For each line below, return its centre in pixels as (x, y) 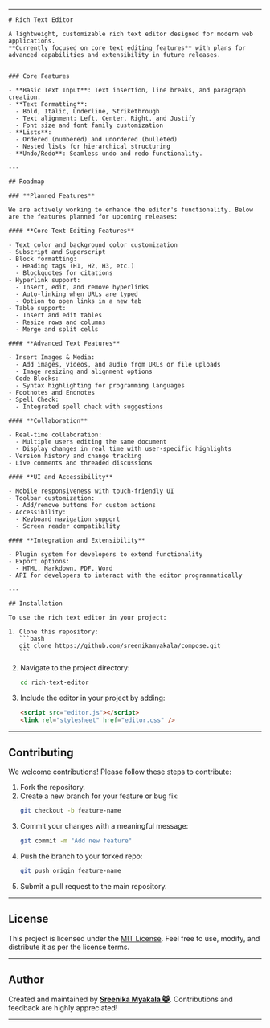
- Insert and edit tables (59, 315)
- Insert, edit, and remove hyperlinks (82, 287)
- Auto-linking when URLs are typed (77, 294)
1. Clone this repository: (53, 632)
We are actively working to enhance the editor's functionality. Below (131, 210)
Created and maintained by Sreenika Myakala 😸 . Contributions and (121, 999)
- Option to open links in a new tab (79, 301)
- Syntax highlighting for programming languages (100, 386)
